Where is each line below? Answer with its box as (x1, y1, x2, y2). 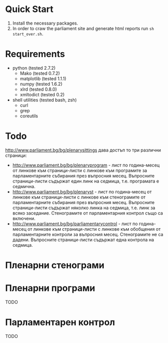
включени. (12, 215, 36, 221)
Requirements (5, 49, 65, 60)
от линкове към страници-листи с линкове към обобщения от (27, 226, 161, 232)
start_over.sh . (12, 31, 44, 37)
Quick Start (5, 4, 54, 15)
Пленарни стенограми (5, 260, 104, 271)
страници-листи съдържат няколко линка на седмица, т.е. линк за (12, 205, 155, 211)
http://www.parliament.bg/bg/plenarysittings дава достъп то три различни (5, 147, 161, 153)
